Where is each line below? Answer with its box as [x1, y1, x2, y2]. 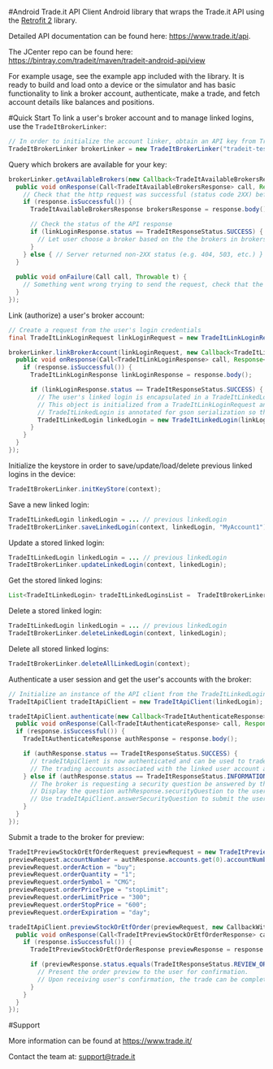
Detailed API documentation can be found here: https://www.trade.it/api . [8, 32, 251, 41]
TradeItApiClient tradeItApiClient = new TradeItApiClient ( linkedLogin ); [8, 698, 264, 706]
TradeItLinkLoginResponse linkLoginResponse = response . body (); [29, 371, 253, 379]
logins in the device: [8, 469, 76, 478]
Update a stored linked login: [8, 538, 105, 547]
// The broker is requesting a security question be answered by [29, 780, 256, 788]
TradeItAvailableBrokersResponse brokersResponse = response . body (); [29, 206, 271, 214]
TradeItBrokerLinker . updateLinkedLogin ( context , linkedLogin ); [8, 560, 227, 569]
